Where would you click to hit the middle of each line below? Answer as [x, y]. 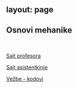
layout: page [30, 10]
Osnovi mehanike [39, 30]
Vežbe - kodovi [25, 79]
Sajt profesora [24, 56]
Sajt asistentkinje [27, 67]
